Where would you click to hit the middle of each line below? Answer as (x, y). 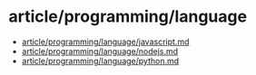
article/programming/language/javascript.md (105, 42)
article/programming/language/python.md (100, 61)
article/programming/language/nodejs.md (100, 51)
